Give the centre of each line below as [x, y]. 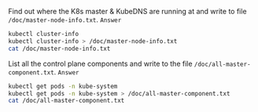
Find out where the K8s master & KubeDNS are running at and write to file [127, 11]
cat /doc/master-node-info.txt [59, 49]
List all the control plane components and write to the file [100, 63]
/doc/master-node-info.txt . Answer [65, 20]
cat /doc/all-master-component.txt [66, 101]
